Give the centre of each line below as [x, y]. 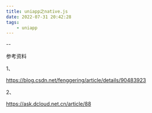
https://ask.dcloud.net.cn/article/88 [49, 104]
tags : [13, 22]
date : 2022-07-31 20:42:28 [39, 17]
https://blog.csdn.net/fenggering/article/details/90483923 [76, 80]
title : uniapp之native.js [37, 11]
